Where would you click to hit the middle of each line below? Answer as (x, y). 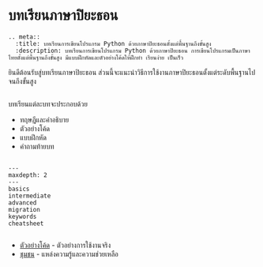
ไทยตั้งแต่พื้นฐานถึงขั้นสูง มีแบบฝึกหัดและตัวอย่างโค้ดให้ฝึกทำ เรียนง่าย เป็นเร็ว (96, 58)
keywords (23, 216)
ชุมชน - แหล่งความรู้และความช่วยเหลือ (69, 254)
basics (19, 189)
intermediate (30, 196)
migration (24, 209)
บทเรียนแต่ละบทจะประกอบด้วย (48, 103)
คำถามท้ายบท (37, 146)
